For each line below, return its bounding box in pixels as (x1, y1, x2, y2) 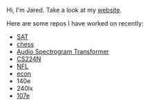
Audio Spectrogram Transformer (16, 48, 110, 55)
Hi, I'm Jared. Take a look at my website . (6, 6, 122, 14)
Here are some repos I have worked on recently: (6, 19, 144, 27)
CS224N (16, 55, 41, 63)
